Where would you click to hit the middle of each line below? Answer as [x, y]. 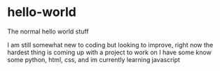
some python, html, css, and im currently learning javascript [94, 59]
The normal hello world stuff [48, 31]
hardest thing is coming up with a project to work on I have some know [109, 52]
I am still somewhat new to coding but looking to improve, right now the [110, 45]
